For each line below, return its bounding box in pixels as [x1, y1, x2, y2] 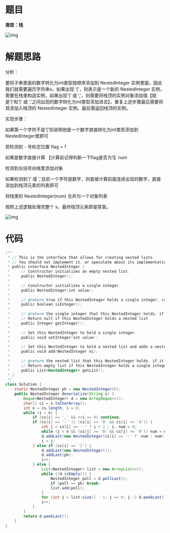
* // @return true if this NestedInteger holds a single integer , [7, 297, 159, 302]
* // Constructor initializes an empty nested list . [7, 269, 130, 274]
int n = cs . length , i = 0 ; [23, 405, 80, 411]
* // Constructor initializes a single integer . [7, 283, 121, 288]
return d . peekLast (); [23, 514, 69, 519]
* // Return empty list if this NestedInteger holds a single [7, 363, 151, 368]
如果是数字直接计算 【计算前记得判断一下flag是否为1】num [5, 154, 127, 160]
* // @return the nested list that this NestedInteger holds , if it [7, 358, 164, 363]
